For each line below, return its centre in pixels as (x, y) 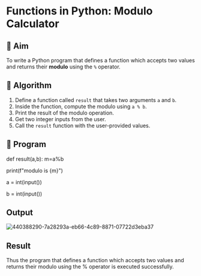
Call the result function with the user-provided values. (82, 125)
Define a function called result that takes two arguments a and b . (96, 100)
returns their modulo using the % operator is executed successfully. (90, 267)
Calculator (33, 24)
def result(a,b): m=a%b (35, 159)
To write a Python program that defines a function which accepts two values (100, 60)
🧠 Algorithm (29, 85)
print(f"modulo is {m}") (34, 170)
